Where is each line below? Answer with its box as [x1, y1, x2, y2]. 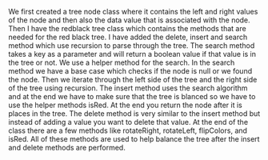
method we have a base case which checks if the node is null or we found [8, 66, 253, 75]
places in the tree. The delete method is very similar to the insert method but [8, 109, 261, 118]
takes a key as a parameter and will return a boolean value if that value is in [8, 50, 257, 58]
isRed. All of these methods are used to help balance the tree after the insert [8, 134, 260, 143]
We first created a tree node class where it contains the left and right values [8, 7, 258, 16]
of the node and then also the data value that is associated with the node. [8, 15, 250, 25]
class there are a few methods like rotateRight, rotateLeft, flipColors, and [8, 126, 248, 135]
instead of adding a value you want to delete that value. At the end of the [8, 118, 249, 126]
